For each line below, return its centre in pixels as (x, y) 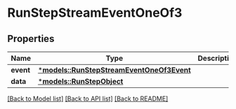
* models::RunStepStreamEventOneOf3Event (114, 70)
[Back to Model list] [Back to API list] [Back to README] (88, 99)
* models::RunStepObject (80, 81)
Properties (31, 39)
